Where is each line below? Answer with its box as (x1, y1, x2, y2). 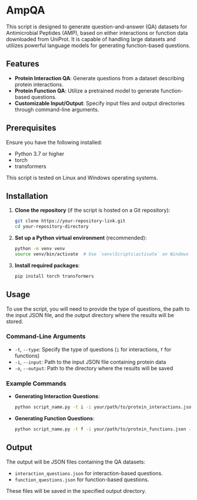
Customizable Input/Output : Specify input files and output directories (14, 100, 185, 107)
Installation (6, 191, 48, 201)
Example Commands (6, 379, 66, 387)
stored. (6, 318, 24, 325)
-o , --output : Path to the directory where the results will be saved (14, 364, 173, 371)
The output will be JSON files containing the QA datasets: (6, 458, 146, 465)
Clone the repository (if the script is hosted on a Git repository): (14, 207, 171, 214)
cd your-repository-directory (14, 223, 89, 230)
